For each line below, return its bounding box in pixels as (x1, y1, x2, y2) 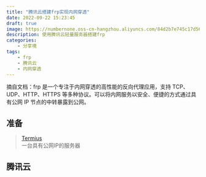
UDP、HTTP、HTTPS (6, 91, 61, 98)
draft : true (6, 20, 37, 26)
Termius (21, 135, 42, 142)
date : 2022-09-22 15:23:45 (6, 15, 75, 21)
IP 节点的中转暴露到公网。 (23, 98, 90, 106)
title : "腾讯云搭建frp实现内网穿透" (6, 9, 90, 15)
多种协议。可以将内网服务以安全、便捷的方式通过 (67, 91, 191, 98)
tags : (6, 49, 20, 55)
